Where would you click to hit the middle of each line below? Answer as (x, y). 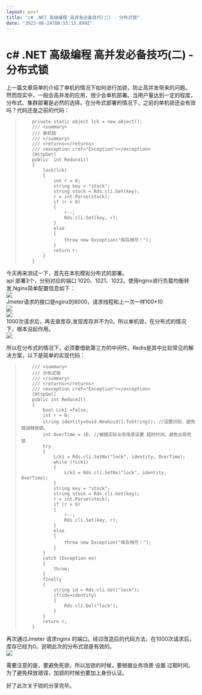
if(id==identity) (75, 595)
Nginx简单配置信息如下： (44, 288)
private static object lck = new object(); (87, 122)
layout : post (23, 12)
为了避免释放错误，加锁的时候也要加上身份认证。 (67, 673)
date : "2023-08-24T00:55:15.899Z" (50, 23)
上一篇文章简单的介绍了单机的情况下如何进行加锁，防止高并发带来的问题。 (98, 87)
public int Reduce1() (60, 160)
